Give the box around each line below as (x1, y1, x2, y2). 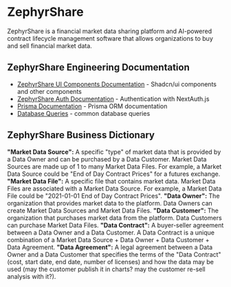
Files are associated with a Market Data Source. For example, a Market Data (7, 184, 222, 192)
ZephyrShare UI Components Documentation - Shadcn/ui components (16, 80, 217, 88)
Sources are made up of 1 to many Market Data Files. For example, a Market (7, 162, 222, 170)
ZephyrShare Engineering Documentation (7, 61, 190, 73)
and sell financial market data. (7, 41, 93, 50)
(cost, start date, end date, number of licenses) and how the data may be (7, 257, 214, 266)
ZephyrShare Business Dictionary (7, 129, 155, 141)
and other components (16, 87, 82, 95)
